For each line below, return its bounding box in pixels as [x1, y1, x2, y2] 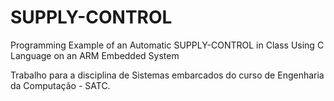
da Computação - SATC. [10, 79, 111, 91]
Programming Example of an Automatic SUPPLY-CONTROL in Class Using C [10, 39, 325, 51]
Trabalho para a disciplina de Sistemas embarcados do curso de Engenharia [10, 69, 325, 81]
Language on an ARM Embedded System [10, 49, 180, 61]
